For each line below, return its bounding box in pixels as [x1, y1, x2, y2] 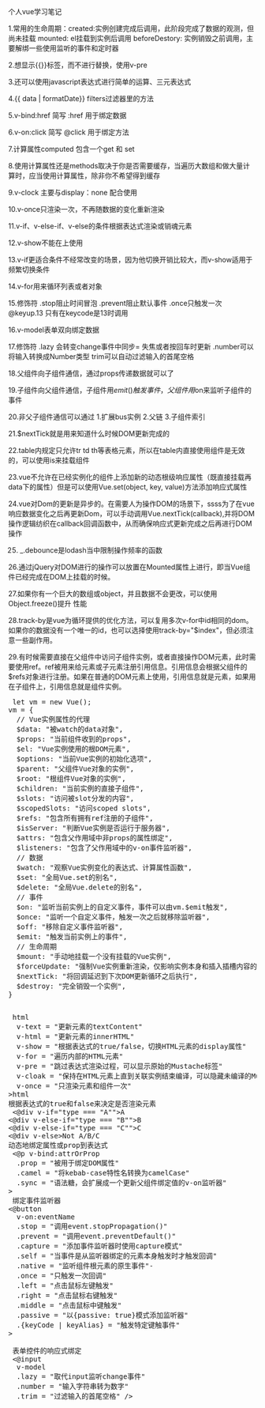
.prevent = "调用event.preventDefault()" [16, 1232, 176, 1240]
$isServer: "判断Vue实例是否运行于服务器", [16, 824, 171, 832]
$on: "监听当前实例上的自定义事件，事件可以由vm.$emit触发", [16, 903, 229, 912]
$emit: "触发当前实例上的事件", [16, 932, 128, 941]
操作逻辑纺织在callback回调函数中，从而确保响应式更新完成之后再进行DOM [8, 519, 252, 528]
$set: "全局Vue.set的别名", [16, 873, 118, 881]
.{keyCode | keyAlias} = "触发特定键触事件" [16, 1321, 181, 1330]
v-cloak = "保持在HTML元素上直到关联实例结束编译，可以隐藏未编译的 [16, 1072, 252, 1081]
